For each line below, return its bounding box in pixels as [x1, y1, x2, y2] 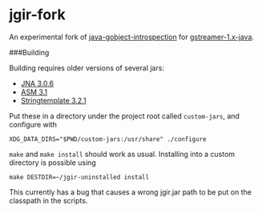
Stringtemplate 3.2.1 [20, 95, 87, 105]
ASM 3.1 [20, 86, 47, 97]
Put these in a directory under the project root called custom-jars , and [9, 111, 240, 121]
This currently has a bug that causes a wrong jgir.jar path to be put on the [9, 187, 252, 197]
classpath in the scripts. [9, 195, 88, 205]
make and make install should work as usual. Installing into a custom [9, 149, 236, 159]
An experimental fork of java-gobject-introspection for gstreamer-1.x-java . [9, 32, 255, 42]
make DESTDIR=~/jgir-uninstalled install [9, 173, 150, 181]
